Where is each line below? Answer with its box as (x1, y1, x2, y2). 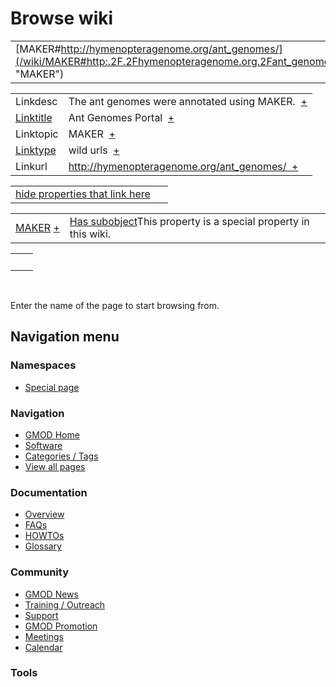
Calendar (24, 641, 63, 653)
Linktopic (15, 127, 59, 141)
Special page (24, 381, 80, 393)
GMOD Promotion (24, 620, 98, 632)
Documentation (10, 485, 88, 499)
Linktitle (15, 110, 53, 124)
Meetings (24, 630, 64, 642)
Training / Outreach (24, 598, 106, 611)
